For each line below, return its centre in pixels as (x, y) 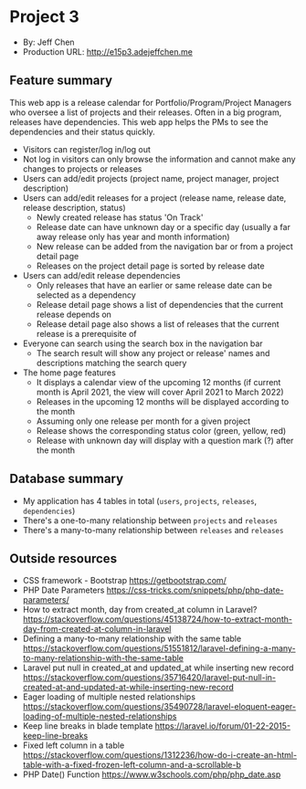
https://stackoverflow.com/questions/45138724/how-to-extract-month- (158, 619)
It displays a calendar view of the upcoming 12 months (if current (158, 382)
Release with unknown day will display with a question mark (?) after (165, 440)
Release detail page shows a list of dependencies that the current (160, 304)
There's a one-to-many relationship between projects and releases (150, 520)
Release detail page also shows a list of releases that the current (158, 324)
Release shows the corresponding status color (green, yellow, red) (161, 430)
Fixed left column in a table (74, 745)
